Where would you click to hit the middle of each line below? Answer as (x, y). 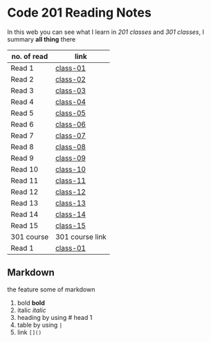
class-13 (71, 203)
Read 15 (25, 225)
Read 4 (22, 102)
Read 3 (22, 90)
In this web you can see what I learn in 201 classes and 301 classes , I (105, 32)
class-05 (71, 113)
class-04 (71, 102)
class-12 (71, 192)
